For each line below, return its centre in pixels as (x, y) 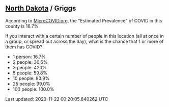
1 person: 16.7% (29, 57)
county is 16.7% (22, 26)
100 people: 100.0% (33, 89)
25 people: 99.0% (32, 84)
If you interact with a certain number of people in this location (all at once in (84, 36)
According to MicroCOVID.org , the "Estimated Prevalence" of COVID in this (84, 20)
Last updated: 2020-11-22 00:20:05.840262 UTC (57, 99)
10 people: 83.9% (31, 78)
